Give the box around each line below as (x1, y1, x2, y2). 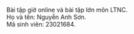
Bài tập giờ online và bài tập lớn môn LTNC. (6, 6, 128, 14)
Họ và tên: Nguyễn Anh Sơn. (6, 13, 87, 21)
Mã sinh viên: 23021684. (6, 20, 76, 28)
